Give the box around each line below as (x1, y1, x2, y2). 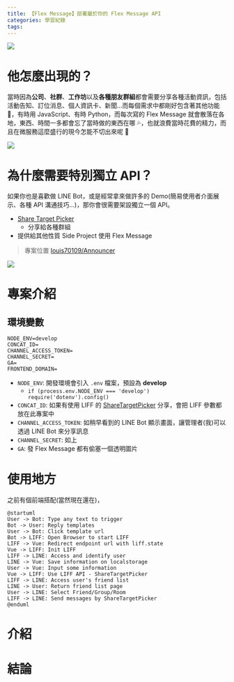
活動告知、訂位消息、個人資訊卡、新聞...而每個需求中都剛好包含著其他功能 (7, 102, 221, 110)
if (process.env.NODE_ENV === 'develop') (27, 388, 150, 395)
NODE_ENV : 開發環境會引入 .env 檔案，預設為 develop (17, 379, 167, 387)
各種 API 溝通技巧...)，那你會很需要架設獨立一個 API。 (19, 201, 174, 209)
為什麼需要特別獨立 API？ (7, 168, 153, 183)
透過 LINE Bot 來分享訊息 (17, 427, 89, 435)
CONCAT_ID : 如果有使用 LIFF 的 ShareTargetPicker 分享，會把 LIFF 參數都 (17, 401, 222, 410)
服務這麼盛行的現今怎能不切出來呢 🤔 (25, 127, 130, 136)
